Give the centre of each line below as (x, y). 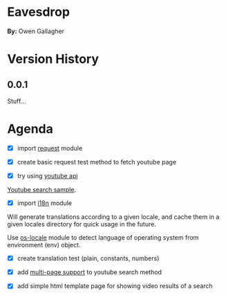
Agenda (30, 129)
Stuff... (17, 101)
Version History (53, 59)
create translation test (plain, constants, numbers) (88, 258)
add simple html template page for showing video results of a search (115, 286)
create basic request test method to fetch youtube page (97, 162)
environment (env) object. (44, 245)
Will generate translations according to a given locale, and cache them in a (113, 217)
